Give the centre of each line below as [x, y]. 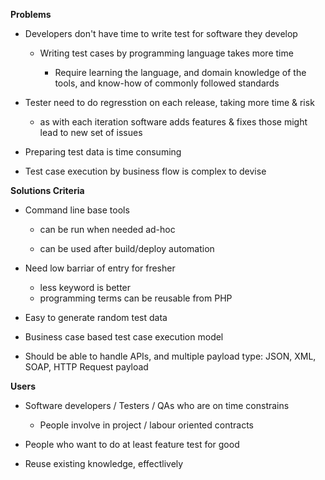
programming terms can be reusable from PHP [136, 298]
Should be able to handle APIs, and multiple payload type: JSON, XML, [170, 356]
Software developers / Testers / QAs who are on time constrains [157, 405]
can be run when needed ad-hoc [107, 229]
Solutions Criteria [47, 190]
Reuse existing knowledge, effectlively [104, 463]
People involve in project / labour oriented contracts [146, 425]
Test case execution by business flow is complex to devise [145, 171]
